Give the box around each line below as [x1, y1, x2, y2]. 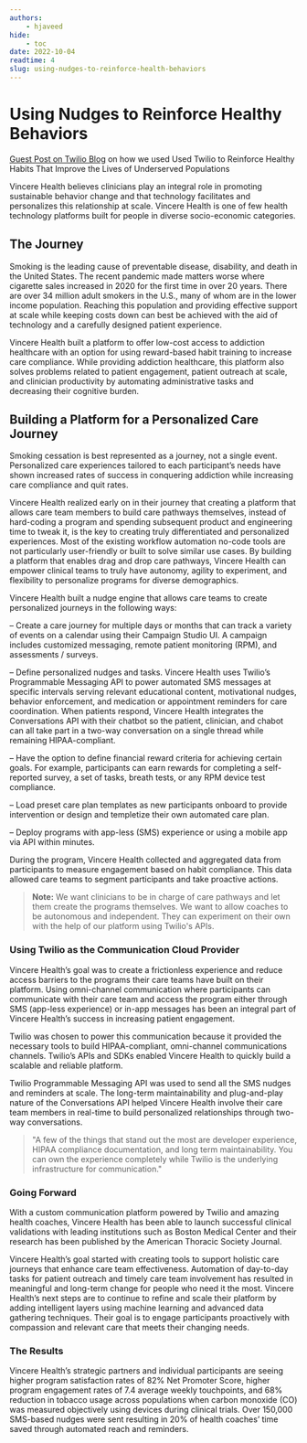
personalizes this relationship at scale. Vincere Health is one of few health [9, 200, 288, 211]
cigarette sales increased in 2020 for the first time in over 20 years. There [9, 280, 288, 291]
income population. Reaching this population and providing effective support [9, 299, 298, 311]
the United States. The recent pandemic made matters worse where [9, 271, 265, 282]
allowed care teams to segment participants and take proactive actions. [9, 874, 279, 885]
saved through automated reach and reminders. [9, 1424, 189, 1435]
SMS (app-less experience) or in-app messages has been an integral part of [9, 1003, 297, 1014]
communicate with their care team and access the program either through [9, 993, 288, 1004]
